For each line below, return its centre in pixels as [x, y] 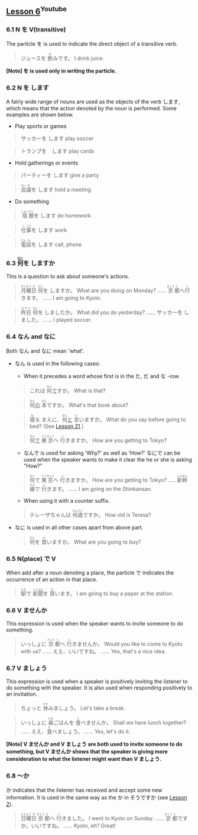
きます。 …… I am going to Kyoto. [61, 298]
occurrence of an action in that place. [52, 579]
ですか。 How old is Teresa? [117, 515]
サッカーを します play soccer [57, 138]
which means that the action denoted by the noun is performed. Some [92, 108]
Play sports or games [40, 126]
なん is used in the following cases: [57, 363]
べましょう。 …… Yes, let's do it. [91, 732]
